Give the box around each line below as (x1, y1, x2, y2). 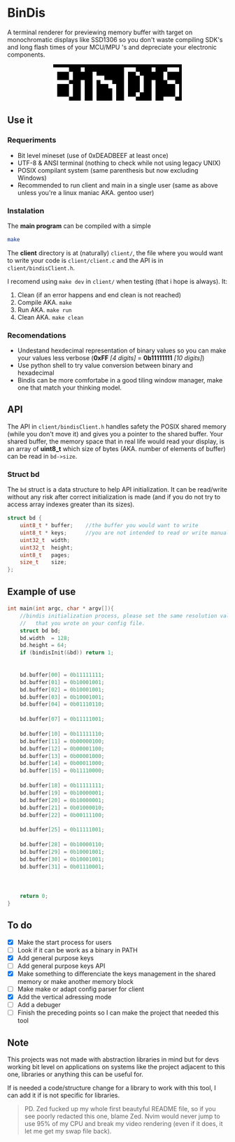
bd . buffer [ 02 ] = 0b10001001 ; (20, 686, 105, 693)
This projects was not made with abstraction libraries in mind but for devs (7, 1055, 220, 1064)
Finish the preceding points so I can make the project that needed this (17, 1008, 219, 1017)
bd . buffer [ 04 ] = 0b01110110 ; (20, 701, 105, 708)
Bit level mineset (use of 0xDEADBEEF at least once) (17, 151, 169, 159)
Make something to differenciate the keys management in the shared (17, 969, 216, 978)
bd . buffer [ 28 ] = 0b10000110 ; (20, 841, 105, 848)
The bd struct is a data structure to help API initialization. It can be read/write (7, 485, 227, 494)
